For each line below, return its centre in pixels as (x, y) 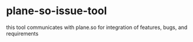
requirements (22, 33)
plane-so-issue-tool (57, 11)
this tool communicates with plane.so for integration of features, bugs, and (97, 27)
